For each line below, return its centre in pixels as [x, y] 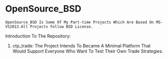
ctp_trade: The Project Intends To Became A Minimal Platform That [81, 45]
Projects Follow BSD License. [62, 26]
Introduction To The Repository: [38, 36]
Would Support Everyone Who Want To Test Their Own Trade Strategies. [88, 51]
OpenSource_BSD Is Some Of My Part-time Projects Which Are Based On [80, 22]
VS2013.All [17, 26]
